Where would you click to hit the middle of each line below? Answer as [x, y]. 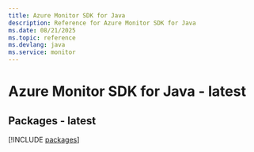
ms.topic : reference [42, 38]
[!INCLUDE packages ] [44, 140]
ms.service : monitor [42, 52]
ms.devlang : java [37, 45]
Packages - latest [52, 121]
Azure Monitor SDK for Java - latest [127, 91]
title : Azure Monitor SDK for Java [67, 15]
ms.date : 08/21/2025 [42, 30]
